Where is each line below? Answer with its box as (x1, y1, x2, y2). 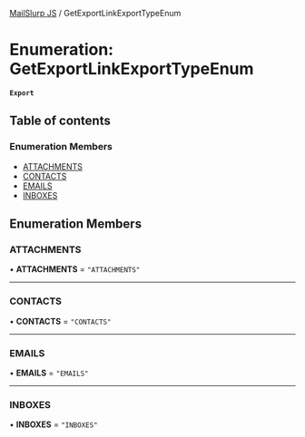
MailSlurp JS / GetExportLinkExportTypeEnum (9, 8, 182, 18)
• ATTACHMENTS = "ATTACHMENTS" (9, 264, 141, 275)
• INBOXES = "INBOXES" (9, 419, 98, 430)
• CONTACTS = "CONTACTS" (9, 316, 112, 326)
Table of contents (9, 113, 111, 129)
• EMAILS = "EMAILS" (9, 367, 89, 378)
